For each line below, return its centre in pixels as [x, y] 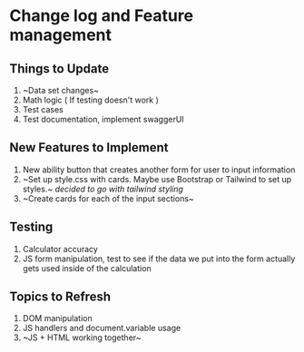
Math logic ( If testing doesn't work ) [90, 100]
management [60, 35]
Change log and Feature [101, 16]
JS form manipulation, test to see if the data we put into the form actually [159, 259]
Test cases [43, 109]
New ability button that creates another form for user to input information [159, 170]
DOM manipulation [57, 318]
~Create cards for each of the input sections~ [108, 198]
